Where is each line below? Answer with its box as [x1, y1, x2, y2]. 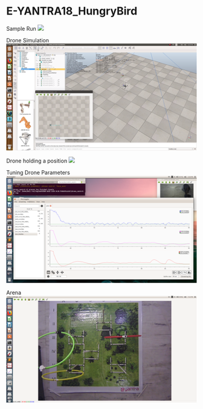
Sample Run [6, 25, 36, 32]
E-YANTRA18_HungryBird [6, 4, 138, 18]
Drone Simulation [6, 36, 50, 43]
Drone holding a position [6, 157, 68, 164]
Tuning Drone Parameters [6, 169, 71, 176]
